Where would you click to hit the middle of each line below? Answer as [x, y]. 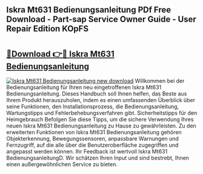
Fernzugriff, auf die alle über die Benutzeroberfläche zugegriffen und [92, 145]
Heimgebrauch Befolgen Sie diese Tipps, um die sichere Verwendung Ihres [100, 119]
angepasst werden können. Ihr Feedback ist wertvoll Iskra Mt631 [87, 151]
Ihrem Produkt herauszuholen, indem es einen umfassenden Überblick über [101, 100]
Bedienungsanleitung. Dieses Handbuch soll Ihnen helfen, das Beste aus [97, 94]
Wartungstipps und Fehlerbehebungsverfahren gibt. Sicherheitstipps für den [102, 113]
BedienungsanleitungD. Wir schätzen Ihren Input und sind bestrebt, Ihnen [98, 158]
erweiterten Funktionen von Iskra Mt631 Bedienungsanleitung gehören [94, 132]
